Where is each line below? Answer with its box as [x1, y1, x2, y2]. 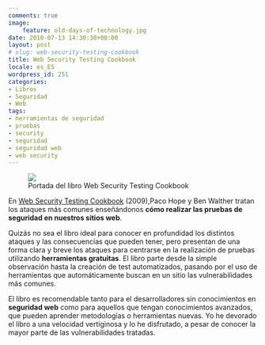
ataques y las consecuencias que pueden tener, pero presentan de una [8, 237, 240, 246]
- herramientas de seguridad [8, 115, 104, 123]
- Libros [8, 85, 37, 93]
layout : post [8, 41, 51, 49]
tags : [8, 108, 26, 116]
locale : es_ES [8, 63, 55, 71]
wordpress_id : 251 [8, 70, 69, 78]
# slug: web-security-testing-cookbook [8, 48, 140, 56]
